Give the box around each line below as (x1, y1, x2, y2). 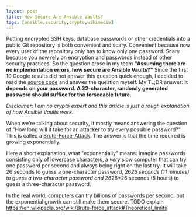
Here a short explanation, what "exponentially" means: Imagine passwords (6, 150, 186, 157)
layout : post (6, 8, 38, 15)
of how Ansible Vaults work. (6, 108, 74, 116)
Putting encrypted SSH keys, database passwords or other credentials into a (6, 36, 191, 43)
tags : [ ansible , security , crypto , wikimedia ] (6, 19, 114, 25)
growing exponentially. (6, 138, 61, 146)
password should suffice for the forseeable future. (6, 91, 132, 98)
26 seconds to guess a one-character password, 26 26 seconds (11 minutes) (6, 169, 190, 176)
